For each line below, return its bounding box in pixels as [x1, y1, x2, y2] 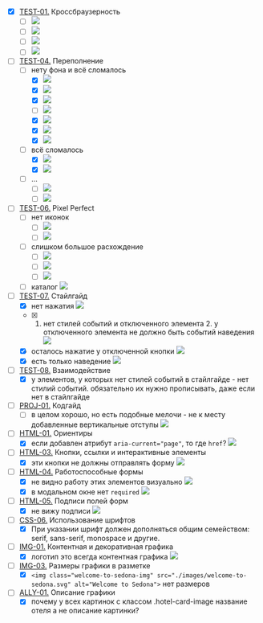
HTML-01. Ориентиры [18, 428, 93, 438]
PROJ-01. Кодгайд [18, 401, 82, 411]
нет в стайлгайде [30, 392, 90, 402]
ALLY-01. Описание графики [18, 588, 115, 597]
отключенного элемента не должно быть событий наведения [42, 327, 255, 337]
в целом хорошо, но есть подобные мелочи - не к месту [30, 410, 226, 420]
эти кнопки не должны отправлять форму [30, 457, 175, 467]
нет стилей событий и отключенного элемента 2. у [42, 318, 219, 328]
